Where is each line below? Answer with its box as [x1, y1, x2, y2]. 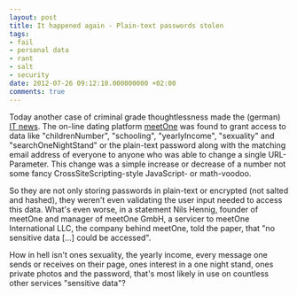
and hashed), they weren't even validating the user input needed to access [9, 194, 283, 205]
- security [9, 71, 50, 80]
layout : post [9, 12, 58, 22]
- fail [9, 37, 34, 47]
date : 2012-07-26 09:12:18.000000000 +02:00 [9, 79, 176, 88]
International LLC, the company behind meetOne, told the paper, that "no [9, 222, 276, 233]
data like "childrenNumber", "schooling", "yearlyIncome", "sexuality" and [9, 130, 275, 141]
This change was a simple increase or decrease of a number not [51, 159, 286, 169]
